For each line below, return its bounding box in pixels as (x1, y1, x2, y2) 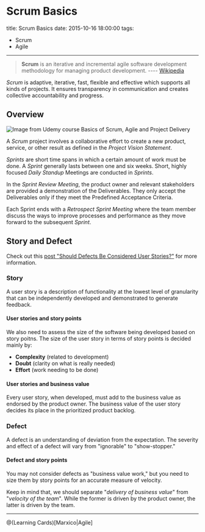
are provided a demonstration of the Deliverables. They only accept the (6, 187, 186, 194)
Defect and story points (6, 456, 68, 464)
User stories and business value (6, 380, 90, 387)
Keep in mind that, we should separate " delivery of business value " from (6, 488, 189, 495)
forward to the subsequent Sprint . (6, 218, 92, 225)
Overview (6, 109, 45, 120)
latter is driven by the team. (6, 501, 75, 508)
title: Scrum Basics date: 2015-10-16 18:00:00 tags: (6, 24, 134, 32)
